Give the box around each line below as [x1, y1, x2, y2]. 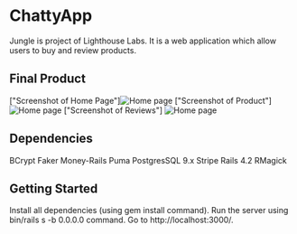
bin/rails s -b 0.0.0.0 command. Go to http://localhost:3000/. [9, 214, 234, 226]
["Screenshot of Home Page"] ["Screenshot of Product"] [9, 95, 273, 106]
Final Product [9, 71, 86, 87]
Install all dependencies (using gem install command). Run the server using [9, 205, 289, 216]
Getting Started [9, 181, 98, 196]
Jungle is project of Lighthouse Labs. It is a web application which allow [9, 35, 277, 46]
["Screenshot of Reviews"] [63, 105, 163, 116]
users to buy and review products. [9, 44, 137, 55]
